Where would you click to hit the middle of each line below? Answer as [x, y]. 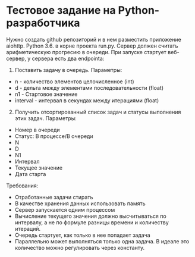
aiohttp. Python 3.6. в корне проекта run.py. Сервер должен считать [92, 46]
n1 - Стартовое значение [46, 94]
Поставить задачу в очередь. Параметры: [68, 70]
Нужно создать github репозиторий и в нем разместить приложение [94, 39]
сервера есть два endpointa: [68, 58]
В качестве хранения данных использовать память [80, 203]
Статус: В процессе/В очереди [54, 136]
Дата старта [30, 174]
